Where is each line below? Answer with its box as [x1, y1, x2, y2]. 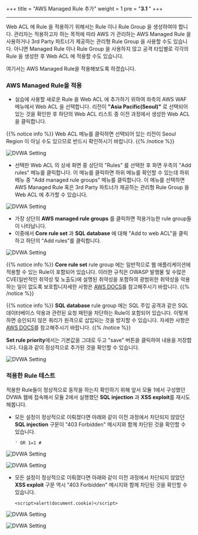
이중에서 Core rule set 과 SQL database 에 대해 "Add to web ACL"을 [14, 230, 177, 237]
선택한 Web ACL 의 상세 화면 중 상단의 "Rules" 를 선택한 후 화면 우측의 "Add [14, 161, 192, 169]
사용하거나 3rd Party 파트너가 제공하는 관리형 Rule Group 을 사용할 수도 [6, 38, 172, 45]
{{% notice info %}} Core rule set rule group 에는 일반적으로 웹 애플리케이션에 [6, 261, 191, 268]
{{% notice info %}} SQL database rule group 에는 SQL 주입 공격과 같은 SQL [6, 302, 189, 309]
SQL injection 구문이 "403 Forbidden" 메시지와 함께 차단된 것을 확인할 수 [14, 421, 186, 428]
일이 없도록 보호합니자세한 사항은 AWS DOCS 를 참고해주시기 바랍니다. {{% [16, 283, 190, 290]
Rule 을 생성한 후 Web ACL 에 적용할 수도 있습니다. [6, 52, 124, 60]
